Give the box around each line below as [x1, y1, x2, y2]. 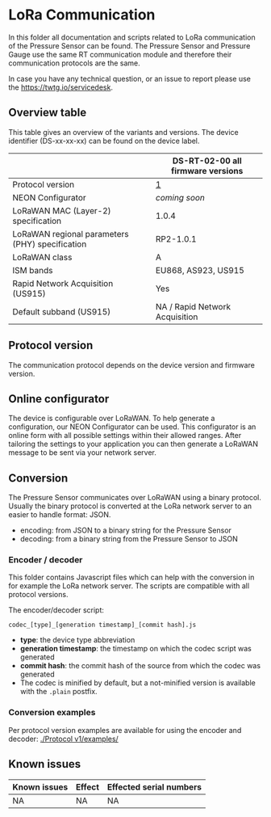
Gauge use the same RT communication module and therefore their [8, 49, 232, 59]
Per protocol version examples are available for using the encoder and [8, 725, 242, 735]
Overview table [8, 106, 87, 120]
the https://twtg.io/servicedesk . [8, 82, 113, 92]
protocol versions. [8, 590, 69, 600]
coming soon [155, 192, 206, 203]
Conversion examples [8, 707, 96, 718]
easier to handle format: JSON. [8, 510, 111, 520]
